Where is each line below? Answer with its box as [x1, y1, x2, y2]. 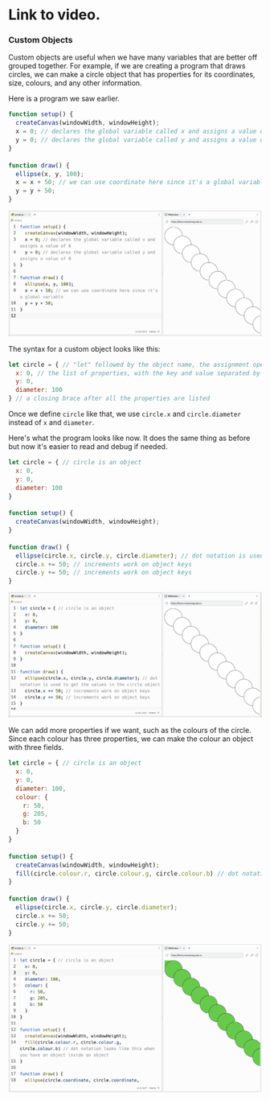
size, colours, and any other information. [8, 78, 142, 88]
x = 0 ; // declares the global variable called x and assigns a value [15, 127, 257, 136]
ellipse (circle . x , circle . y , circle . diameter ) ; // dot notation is [15, 551, 247, 560]
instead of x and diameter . [8, 418, 95, 427]
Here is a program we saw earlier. [8, 94, 121, 104]
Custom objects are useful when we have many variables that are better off [8, 52, 258, 62]
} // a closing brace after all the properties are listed [8, 394, 211, 403]
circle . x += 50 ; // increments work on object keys [15, 560, 193, 568]
